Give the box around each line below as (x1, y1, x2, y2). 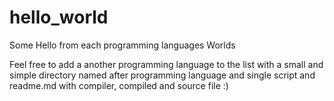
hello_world (9, 6, 109, 29)
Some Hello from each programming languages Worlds (9, 39, 236, 51)
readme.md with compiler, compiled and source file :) (9, 79, 229, 91)
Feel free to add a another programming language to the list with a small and (9, 58, 324, 70)
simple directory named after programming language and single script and (9, 69, 316, 81)
